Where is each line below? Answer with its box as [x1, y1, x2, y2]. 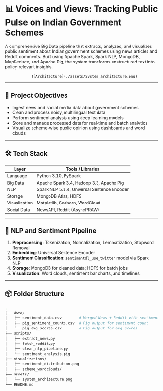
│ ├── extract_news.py [5, 336, 55, 341]
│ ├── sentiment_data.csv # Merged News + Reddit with [5, 315, 138, 321]
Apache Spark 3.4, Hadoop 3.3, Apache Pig [36, 180, 124, 186]
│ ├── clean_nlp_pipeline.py [5, 346, 68, 351]
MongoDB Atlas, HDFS [36, 193, 81, 199]
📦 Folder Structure [5, 290, 65, 298]
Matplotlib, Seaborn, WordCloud [36, 200, 101, 206]
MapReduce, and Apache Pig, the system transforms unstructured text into [5, 59, 155, 64]
